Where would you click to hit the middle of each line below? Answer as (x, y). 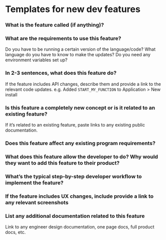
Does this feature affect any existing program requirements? (80, 143)
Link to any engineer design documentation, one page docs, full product (80, 226)
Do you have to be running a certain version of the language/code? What (80, 49)
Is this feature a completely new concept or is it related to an (80, 107)
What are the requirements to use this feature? (63, 39)
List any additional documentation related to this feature (75, 216)
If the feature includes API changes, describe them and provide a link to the (83, 84)
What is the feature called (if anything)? (55, 25)
